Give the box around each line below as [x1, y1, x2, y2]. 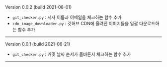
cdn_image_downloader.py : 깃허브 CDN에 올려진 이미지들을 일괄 [12, 21, 138, 26]
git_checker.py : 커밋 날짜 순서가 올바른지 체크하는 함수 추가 [12, 51, 131, 57]
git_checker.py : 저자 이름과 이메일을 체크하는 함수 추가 [12, 14, 122, 20]
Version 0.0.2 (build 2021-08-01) [5, 4, 72, 10]
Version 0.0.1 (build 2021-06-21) [5, 41, 71, 47]
